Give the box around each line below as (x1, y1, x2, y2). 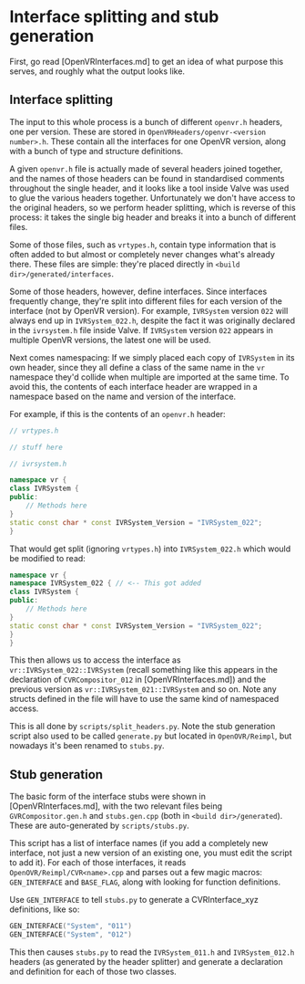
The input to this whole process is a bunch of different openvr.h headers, (9, 116, 283, 127)
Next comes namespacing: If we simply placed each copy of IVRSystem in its (9, 351, 295, 362)
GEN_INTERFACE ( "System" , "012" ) (9, 930, 132, 939)
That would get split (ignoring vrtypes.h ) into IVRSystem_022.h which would (9, 543, 291, 554)
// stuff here (9, 443, 64, 452)
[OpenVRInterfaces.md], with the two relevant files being (9, 801, 223, 811)
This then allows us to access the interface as (9, 654, 181, 665)
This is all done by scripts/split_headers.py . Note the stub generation (9, 721, 276, 732)
